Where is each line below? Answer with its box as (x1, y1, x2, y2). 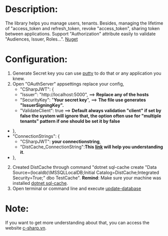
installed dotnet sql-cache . (12, 180, 68, 186)
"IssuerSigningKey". (20, 102, 64, 108)
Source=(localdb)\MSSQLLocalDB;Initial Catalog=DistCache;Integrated (12, 169, 159, 175)
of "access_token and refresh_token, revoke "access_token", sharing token (5, 25, 160, 31)
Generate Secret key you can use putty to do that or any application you (12, 70, 161, 76)
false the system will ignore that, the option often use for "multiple (20, 113, 161, 119)
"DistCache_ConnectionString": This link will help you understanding (20, 144, 163, 150)
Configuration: (5, 54, 68, 65)
